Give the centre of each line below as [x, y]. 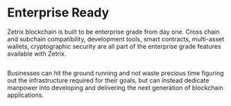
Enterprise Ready [58, 13]
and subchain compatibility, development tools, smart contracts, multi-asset [116, 39]
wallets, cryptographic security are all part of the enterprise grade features [114, 46]
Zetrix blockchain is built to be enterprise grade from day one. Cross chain [113, 32]
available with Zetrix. [37, 54]
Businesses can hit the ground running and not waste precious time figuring [115, 73]
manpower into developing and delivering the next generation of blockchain [115, 87]
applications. [25, 95]
